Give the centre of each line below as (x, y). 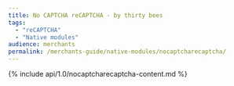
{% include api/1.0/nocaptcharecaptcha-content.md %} (98, 74)
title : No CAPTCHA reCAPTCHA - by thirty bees (86, 15)
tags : (17, 23)
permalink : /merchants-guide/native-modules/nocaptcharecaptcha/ (117, 52)
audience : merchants (42, 45)
